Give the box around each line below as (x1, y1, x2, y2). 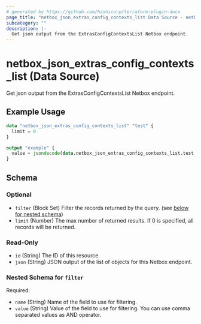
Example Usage (6, 107, 66, 117)
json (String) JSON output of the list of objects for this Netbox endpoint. (14, 259, 193, 266)
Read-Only (6, 238, 39, 247)
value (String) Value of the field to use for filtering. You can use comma (14, 305, 190, 312)
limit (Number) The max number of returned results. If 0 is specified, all (14, 217, 194, 224)
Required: (6, 287, 31, 294)
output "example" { (6, 145, 55, 151)
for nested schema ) (14, 211, 64, 218)
